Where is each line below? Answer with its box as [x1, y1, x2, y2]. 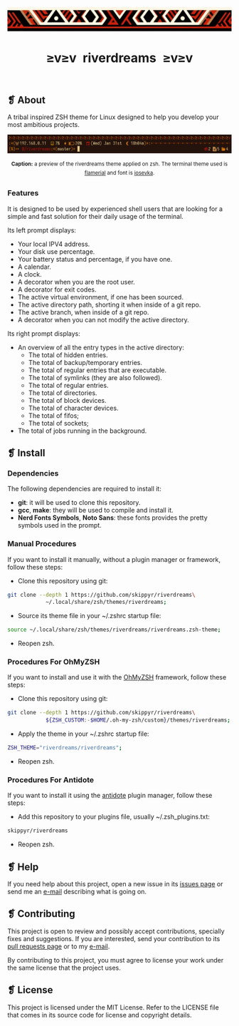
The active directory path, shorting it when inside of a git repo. [17, 300, 201, 309]
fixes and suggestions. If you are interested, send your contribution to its [7, 934, 221, 943]
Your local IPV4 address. [17, 240, 90, 248]
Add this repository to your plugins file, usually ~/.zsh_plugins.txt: [17, 813, 210, 821]
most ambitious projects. [7, 120, 80, 129]
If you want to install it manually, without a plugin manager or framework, [7, 555, 221, 563]
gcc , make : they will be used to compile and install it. [17, 506, 174, 515]
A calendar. [17, 262, 52, 271]
